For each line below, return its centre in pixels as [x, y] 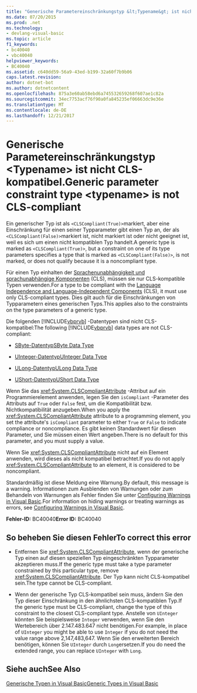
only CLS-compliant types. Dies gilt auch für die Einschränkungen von [91, 297]
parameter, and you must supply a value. [55, 441]
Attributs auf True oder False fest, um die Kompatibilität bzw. [79, 403]
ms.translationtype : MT [35, 105]
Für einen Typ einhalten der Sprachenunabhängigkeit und [76, 273]
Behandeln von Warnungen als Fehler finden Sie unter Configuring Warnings [98, 495]
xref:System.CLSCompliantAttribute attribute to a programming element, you [98, 416]
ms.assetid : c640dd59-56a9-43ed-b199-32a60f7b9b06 [69, 72]
